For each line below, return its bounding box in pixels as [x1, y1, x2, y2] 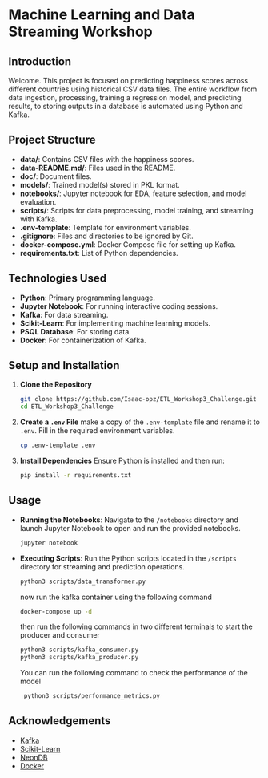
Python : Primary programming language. [19, 293, 156, 302]
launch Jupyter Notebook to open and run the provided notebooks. [19, 523, 242, 533]
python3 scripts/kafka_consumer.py [19, 646, 139, 654]
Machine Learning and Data [8, 6, 196, 24]
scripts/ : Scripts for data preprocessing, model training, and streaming [19, 205, 254, 215]
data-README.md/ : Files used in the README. [19, 163, 176, 172]
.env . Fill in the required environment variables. [19, 426, 175, 436]
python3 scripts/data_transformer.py [19, 577, 146, 586]
